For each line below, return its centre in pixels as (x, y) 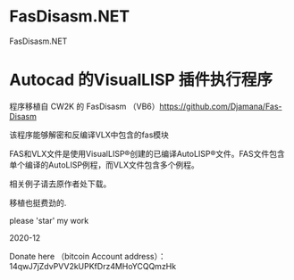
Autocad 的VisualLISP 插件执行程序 (141, 80)
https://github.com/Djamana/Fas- (221, 106)
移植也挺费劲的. (38, 202)
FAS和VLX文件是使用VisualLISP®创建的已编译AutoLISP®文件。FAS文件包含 (147, 153)
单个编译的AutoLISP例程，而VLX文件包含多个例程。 (104, 165)
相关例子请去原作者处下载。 (60, 184)
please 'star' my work (49, 220)
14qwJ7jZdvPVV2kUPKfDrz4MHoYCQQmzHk (93, 266)
